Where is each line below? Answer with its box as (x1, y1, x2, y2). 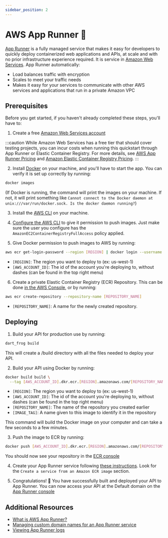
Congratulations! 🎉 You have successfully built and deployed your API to (12, 478, 161, 484)
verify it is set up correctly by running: (12, 171, 91, 177)
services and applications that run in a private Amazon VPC (12, 87, 135, 93)
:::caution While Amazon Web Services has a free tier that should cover (5, 140, 152, 146)
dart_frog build (5, 340, 39, 346)
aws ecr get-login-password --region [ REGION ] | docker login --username (5, 250, 162, 255)
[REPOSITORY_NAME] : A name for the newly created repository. (12, 303, 137, 309)
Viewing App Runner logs (12, 527, 65, 533)
